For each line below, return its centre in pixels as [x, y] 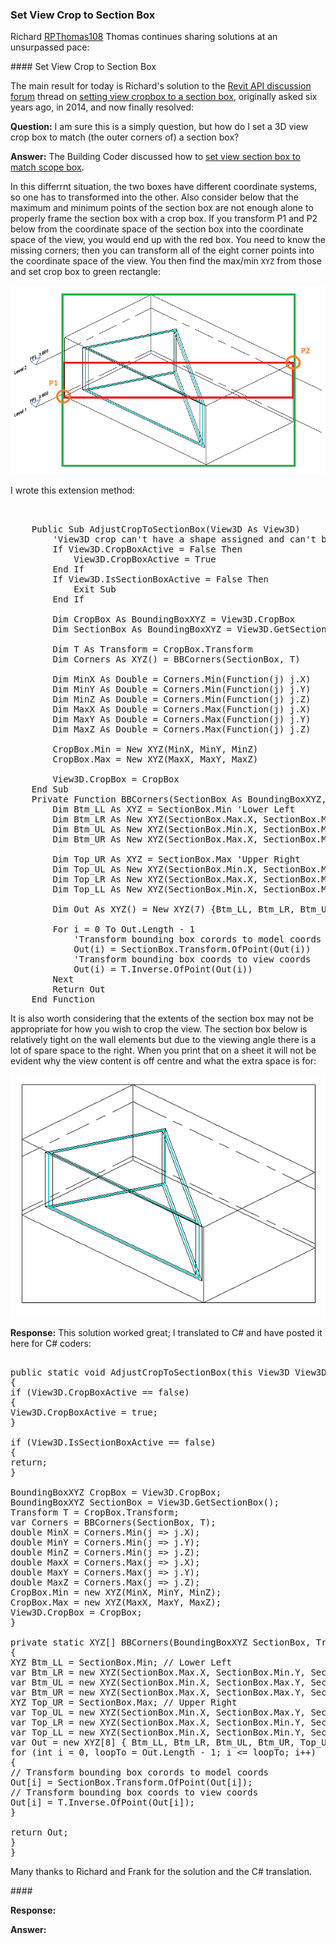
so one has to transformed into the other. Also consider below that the [154, 197]
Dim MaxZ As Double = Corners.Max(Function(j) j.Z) [182, 729]
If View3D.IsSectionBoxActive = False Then [161, 579]
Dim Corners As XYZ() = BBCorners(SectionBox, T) [176, 659]
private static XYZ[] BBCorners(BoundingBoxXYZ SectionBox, [161, 1642]
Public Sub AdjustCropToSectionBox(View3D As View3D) [166, 529]
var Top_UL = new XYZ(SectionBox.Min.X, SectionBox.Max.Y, [158, 1712]
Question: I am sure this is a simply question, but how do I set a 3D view [159, 127]
